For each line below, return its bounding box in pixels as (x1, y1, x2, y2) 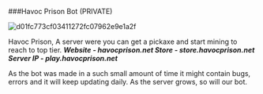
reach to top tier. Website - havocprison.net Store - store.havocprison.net (8, 45, 255, 54)
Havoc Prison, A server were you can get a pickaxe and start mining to (8, 37, 238, 46)
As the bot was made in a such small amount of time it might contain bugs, (8, 69, 251, 78)
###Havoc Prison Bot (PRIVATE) (8, 7, 113, 16)
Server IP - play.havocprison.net (8, 54, 118, 63)
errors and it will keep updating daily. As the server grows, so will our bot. (8, 78, 247, 86)
